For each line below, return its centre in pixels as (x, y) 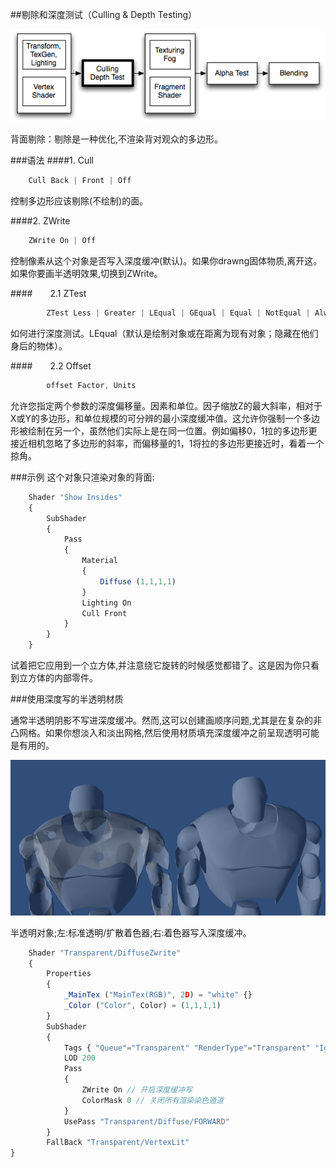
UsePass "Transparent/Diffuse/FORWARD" (146, 1121)
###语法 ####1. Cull (52, 160)
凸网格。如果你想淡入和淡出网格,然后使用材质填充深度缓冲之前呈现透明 (156, 733)
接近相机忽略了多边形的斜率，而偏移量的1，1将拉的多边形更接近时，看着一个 (167, 443)
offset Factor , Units (91, 386)
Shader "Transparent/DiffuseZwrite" (105, 953)
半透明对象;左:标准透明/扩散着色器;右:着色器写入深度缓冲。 (131, 932)
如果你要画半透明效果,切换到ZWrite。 (86, 274)
